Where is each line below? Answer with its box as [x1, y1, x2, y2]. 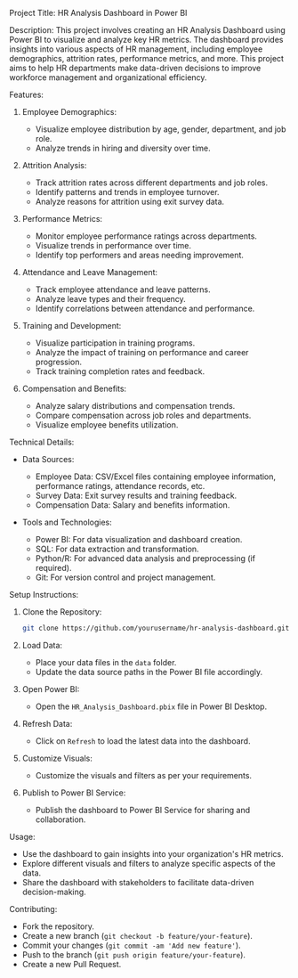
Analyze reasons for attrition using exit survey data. [35, 196, 225, 207]
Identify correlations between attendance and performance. [35, 303, 255, 314]
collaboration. [35, 814, 86, 825]
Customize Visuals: [21, 753, 93, 763]
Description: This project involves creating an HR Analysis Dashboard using [9, 25, 286, 35]
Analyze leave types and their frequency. [35, 294, 187, 304]
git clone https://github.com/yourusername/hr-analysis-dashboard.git [21, 623, 290, 632]
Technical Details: [9, 436, 75, 447]
